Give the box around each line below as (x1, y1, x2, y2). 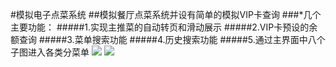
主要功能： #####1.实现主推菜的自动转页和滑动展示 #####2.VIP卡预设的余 (10, 21, 318, 33)
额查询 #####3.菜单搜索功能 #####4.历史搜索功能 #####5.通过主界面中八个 (10, 34, 326, 45)
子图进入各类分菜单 (10, 46, 90, 58)
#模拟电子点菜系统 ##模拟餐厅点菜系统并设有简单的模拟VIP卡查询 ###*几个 (10, 9, 322, 20)
